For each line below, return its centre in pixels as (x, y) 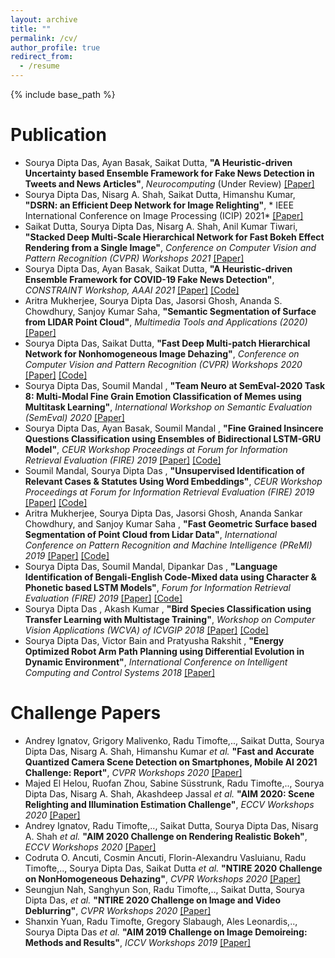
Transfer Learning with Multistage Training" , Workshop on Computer (170, 619)
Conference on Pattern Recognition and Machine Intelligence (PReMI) (168, 545)
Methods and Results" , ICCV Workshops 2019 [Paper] (138, 942)
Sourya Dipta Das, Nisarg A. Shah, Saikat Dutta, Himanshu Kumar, (160, 194)
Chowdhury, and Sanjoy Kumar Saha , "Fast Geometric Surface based (171, 523)
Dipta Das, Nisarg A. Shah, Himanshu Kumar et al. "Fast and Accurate (169, 751)
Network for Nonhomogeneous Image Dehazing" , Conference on (162, 353)
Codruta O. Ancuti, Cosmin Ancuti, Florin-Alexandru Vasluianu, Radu (165, 857)
